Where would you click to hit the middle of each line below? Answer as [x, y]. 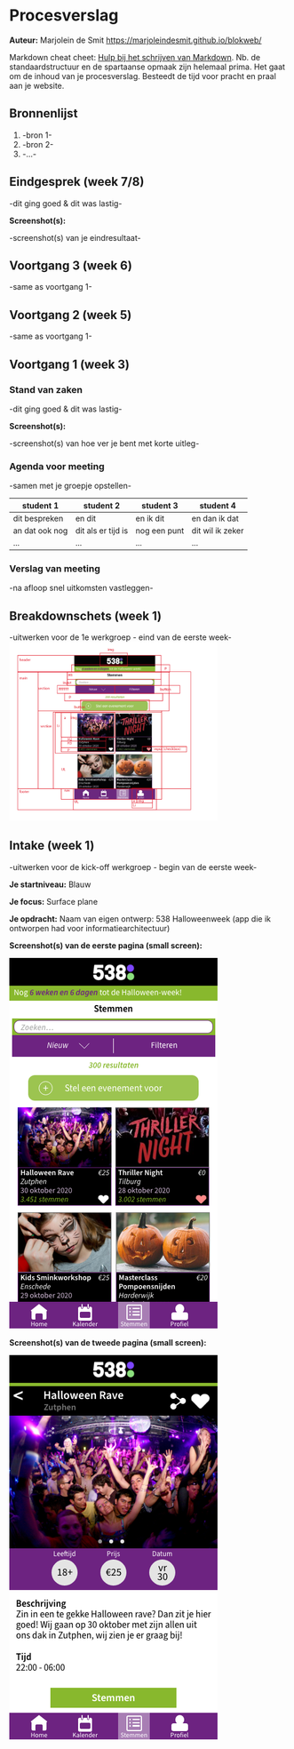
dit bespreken [38, 518]
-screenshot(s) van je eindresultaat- [75, 237]
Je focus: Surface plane [54, 901]
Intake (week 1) [52, 846]
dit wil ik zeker [218, 531]
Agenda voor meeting [57, 466]
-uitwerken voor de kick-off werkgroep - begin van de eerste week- [133, 867]
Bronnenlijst [44, 113]
